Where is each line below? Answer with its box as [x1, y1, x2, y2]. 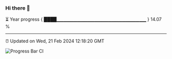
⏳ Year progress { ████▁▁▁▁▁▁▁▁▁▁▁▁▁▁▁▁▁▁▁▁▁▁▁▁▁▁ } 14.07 [5, 16, 162, 22]
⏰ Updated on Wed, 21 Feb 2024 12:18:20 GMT [5, 38, 105, 44]
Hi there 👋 [5, 5, 31, 12]
